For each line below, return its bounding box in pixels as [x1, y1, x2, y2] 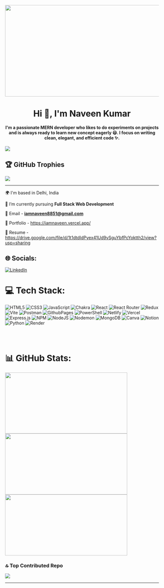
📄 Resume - [5, 229, 29, 236]
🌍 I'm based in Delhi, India [5, 190, 59, 196]
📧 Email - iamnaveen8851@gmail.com [5, 211, 84, 217]
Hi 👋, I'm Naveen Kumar [33, 108, 131, 119]
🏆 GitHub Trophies [5, 161, 65, 169]
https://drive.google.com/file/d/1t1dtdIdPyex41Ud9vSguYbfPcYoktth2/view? [5, 235, 157, 241]
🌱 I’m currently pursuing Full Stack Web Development [5, 201, 114, 207]
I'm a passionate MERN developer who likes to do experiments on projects [5, 124, 159, 130]
